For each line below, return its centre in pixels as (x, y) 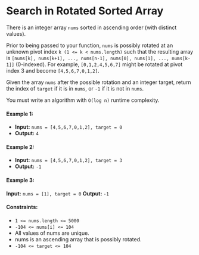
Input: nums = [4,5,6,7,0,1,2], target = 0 (69, 127)
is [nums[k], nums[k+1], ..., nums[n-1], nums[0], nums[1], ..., (88, 58)
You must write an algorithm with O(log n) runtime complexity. (83, 100)
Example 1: (20, 114)
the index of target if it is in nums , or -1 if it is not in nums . (75, 88)
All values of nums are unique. (52, 233)
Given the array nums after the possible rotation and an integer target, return (99, 82)
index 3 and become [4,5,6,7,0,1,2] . (53, 70)
